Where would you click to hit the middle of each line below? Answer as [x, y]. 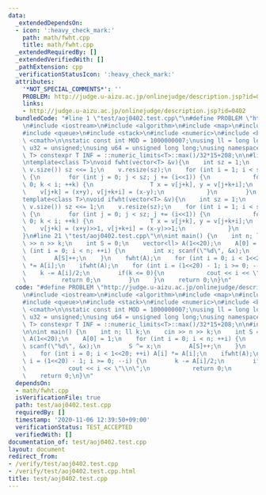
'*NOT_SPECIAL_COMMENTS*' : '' [72, 89]
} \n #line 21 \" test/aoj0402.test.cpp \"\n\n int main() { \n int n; [138, 236]
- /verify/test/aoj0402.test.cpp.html [72, 471]
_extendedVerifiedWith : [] [60, 60]
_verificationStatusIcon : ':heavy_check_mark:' [95, 74]
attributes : [35, 81]
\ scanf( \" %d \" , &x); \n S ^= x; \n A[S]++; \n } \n [134, 346]
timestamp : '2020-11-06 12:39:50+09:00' [83, 420]
